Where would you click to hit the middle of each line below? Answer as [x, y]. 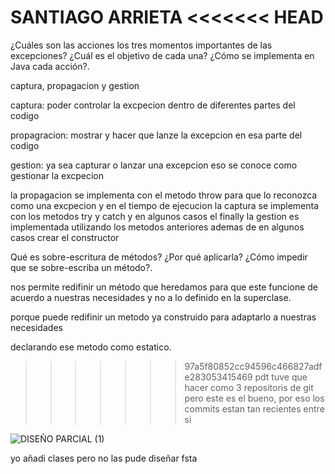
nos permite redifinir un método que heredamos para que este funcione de [164, 287]
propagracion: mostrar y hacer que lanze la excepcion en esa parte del [156, 135]
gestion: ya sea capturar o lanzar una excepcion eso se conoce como [154, 165]
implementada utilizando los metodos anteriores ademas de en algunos [157, 227]
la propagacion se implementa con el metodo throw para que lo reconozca [164, 195]
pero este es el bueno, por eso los [254, 398]
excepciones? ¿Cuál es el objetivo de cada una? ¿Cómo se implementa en [162, 55]
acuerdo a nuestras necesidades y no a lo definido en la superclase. [151, 297]
